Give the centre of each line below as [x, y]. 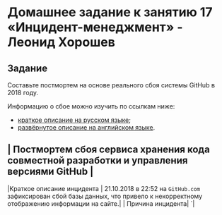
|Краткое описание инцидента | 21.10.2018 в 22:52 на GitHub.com [104, 188]
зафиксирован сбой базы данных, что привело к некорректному [105, 196]
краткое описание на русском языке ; [74, 120]
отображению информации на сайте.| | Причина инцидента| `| [101, 203]
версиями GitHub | [51, 172]
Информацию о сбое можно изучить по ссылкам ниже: [91, 106]
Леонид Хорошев [61, 42]
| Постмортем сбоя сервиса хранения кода [109, 150]
